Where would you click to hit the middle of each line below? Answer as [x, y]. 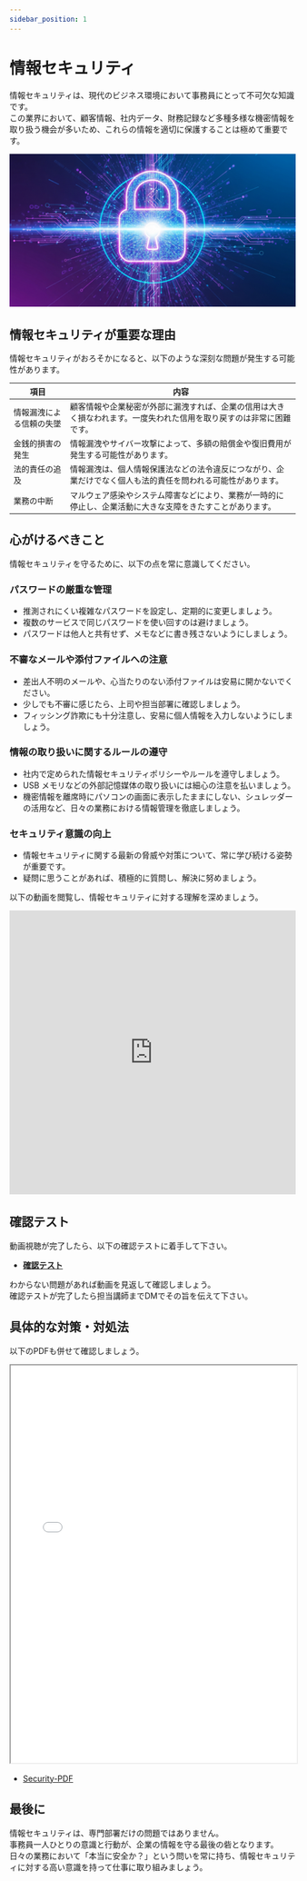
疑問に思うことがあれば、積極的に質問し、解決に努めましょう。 [142, 878]
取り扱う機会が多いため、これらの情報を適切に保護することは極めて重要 [144, 129]
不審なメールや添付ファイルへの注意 [89, 660]
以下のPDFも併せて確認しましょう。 [77, 1350]
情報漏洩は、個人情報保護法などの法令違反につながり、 [173, 469]
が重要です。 [46, 867]
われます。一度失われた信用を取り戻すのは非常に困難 [193, 417]
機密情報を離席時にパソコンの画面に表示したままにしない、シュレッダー [158, 796]
